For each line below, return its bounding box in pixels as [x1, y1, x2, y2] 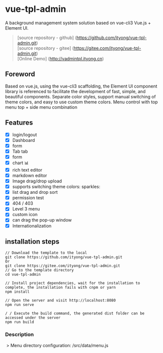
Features [5, 119, 33, 127]
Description [5, 331, 34, 338]
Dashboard [12, 137, 35, 143]
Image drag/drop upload [12, 178, 62, 184]
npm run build [5, 320, 35, 325]
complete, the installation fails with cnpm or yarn [5, 285, 116, 290]
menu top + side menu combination [5, 104, 78, 110]
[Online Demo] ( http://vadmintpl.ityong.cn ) [17, 55, 104, 61]
